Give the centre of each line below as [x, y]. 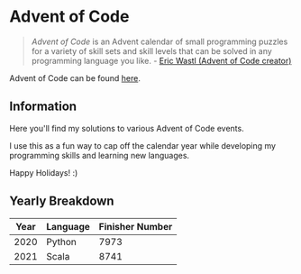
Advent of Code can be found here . [75, 78]
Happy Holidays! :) [44, 172]
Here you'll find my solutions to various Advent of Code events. [127, 128]
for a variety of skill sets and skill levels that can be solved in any [151, 50]
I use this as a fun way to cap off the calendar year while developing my [143, 145]
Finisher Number [136, 226]
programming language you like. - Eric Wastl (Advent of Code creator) [161, 60]
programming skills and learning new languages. [100, 155]
